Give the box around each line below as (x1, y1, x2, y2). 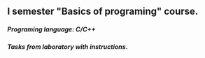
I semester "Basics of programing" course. (7, 6, 199, 17)
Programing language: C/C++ (7, 24, 96, 34)
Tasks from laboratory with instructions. (7, 43, 128, 51)
